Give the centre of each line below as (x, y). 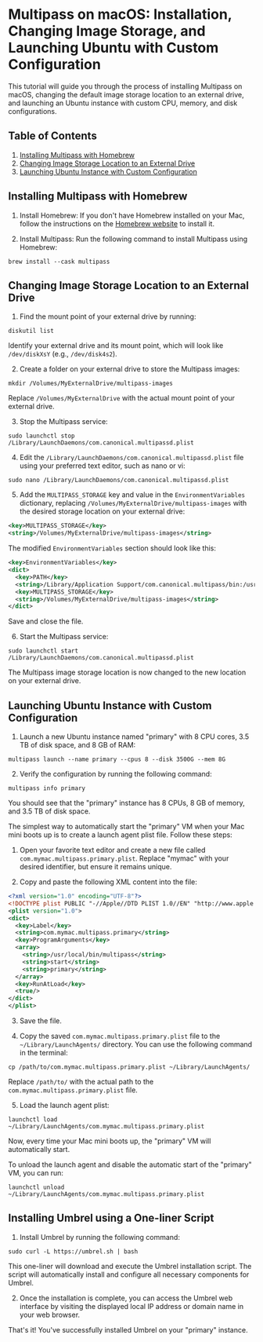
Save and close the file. (46, 621)
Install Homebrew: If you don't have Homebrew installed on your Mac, (132, 215)
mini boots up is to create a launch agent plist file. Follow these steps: (120, 835)
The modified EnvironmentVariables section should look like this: (112, 548)
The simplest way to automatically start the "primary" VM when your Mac (126, 827)
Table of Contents (53, 136)
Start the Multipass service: (64, 637)
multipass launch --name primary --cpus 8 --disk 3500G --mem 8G (117, 759)
